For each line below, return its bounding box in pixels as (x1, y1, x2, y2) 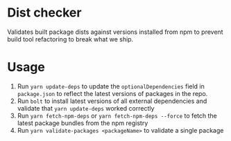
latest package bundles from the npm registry (17, 119, 148, 127)
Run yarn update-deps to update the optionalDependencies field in (17, 82, 205, 91)
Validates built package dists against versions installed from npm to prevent (7, 28, 223, 36)
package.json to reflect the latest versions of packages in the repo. (17, 89, 208, 97)
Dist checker (7, 5, 82, 21)
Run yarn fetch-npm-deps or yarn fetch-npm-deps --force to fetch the (17, 111, 217, 120)
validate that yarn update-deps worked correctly (17, 104, 155, 112)
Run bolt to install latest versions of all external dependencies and (17, 97, 207, 105)
